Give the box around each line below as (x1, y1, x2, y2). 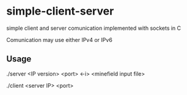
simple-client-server (6, 4, 114, 18)
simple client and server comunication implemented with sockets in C (6, 24, 182, 32)
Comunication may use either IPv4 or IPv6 (6, 36, 113, 43)
